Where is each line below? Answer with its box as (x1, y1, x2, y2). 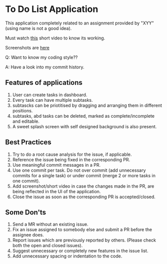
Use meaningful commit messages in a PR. (12, 162, 101, 168)
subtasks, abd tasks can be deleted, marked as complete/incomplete (12, 113, 155, 119)
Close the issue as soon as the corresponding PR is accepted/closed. (12, 194, 156, 200)
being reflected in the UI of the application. (12, 188, 101, 194)
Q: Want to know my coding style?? (5, 54, 78, 60)
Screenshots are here (5, 44, 50, 50)
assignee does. (12, 232, 44, 238)
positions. (12, 107, 33, 113)
